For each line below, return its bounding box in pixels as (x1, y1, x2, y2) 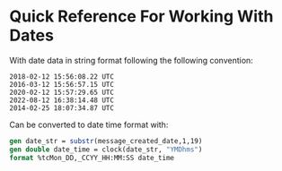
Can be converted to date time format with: (9, 119, 169, 130)
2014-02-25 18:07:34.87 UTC (9, 103, 115, 113)
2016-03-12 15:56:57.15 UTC (9, 80, 115, 89)
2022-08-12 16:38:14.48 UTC (9, 96, 115, 105)
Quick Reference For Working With (9, 6, 274, 27)
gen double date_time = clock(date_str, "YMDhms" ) (9, 145, 203, 154)
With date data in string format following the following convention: (9, 55, 253, 65)
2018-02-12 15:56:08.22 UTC (9, 72, 115, 81)
